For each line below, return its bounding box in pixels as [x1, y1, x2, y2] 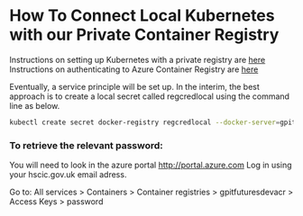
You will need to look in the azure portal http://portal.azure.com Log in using [9, 159, 292, 171]
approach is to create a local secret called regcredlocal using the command [9, 91, 290, 102]
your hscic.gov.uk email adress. [9, 169, 127, 180]
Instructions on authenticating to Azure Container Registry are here [9, 64, 259, 75]
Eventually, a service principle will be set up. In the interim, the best [9, 81, 260, 92]
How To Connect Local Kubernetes [9, 5, 275, 26]
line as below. [9, 100, 60, 111]
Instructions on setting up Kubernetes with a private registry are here [9, 54, 266, 65]
